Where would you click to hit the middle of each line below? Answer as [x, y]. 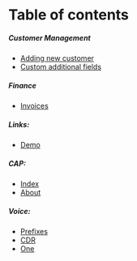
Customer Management [49, 37]
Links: [19, 124]
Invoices [34, 106]
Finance [22, 85]
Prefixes [34, 232]
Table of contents [69, 15]
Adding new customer [57, 58]
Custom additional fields [61, 67]
